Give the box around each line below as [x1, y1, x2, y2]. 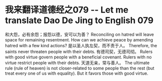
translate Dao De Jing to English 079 [5, 15, 154, 26]
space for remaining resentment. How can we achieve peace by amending [5, 37, 153, 42]
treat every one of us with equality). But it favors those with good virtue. [5, 70, 148, 76]
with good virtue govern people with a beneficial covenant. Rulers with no [5, 54, 152, 60]
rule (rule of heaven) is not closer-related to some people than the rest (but [5, 65, 155, 71]
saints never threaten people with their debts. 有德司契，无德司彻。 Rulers [5, 49, 153, 54]
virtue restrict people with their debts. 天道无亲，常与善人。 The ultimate [5, 60, 150, 66]
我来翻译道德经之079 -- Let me [5, 4, 129, 15]
